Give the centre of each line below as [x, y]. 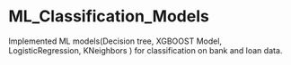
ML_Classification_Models [109, 16]
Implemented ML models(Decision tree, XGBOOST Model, [115, 41]
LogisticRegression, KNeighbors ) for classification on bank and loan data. [145, 50]
